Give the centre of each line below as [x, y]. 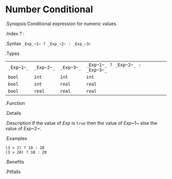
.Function [15, 103]
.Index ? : [15, 33]
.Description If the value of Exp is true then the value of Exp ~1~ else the [81, 123]
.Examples [16, 138]
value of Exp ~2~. [24, 128]
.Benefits [15, 162]
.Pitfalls [13, 172]
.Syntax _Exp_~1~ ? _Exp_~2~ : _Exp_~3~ [48, 43]
